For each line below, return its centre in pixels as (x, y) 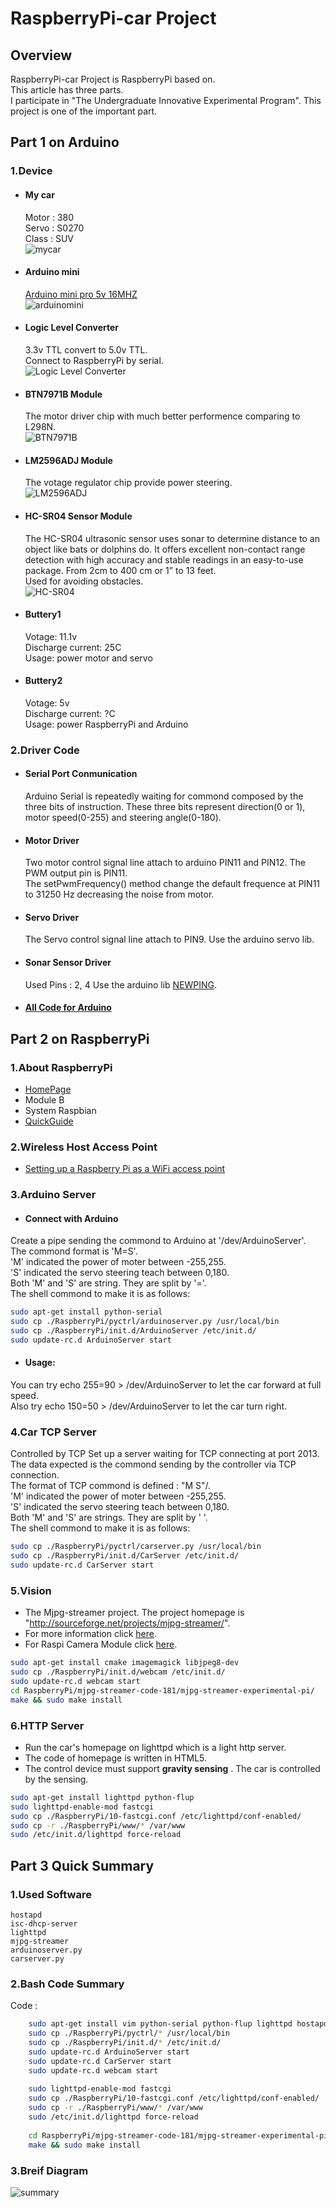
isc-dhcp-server (44, 1924)
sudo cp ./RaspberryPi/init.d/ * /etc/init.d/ (125, 2043)
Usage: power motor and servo (88, 658)
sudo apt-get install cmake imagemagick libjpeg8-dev (125, 1663)
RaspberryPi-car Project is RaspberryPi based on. (113, 79)
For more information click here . (91, 1634)
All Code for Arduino (68, 1008)
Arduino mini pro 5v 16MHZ (81, 294)
